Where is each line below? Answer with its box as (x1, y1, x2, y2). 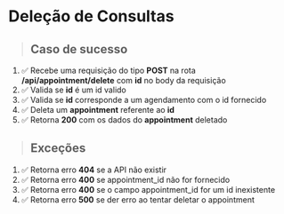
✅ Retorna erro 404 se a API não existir (20, 164, 166, 175)
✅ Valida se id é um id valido (20, 84, 126, 95)
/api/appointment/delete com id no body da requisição (20, 75, 226, 85)
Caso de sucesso (29, 42, 128, 57)
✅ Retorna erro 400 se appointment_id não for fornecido (20, 174, 231, 185)
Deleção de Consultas (8, 6, 174, 27)
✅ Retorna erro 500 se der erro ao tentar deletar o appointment (20, 194, 255, 205)
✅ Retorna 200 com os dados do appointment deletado (20, 115, 228, 125)
